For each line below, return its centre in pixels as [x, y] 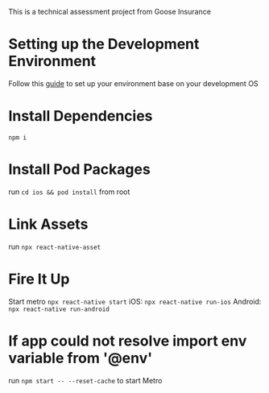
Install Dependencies [81, 116]
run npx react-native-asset [55, 246]
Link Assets [48, 224]
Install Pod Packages [79, 170]
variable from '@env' [81, 358]
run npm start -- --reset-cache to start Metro [85, 380]
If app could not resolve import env [128, 341]
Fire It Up [39, 279]
